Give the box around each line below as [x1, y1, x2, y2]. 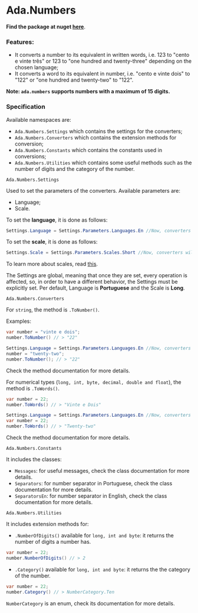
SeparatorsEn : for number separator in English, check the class [14, 492, 167, 500]
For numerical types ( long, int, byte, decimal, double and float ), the [6, 378, 181, 385]
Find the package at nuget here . [6, 23, 85, 30]
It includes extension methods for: [6, 521, 89, 528]
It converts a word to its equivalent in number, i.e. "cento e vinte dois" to [14, 70, 190, 77]
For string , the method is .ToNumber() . [6, 306, 100, 313]
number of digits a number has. [14, 539, 91, 546]
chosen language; [14, 64, 59, 71]
